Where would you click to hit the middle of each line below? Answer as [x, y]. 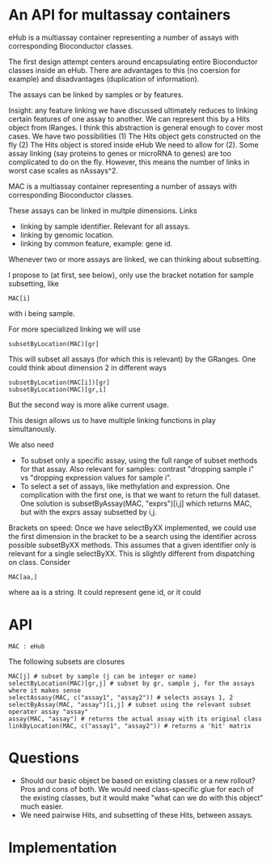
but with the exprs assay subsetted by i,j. [88, 511]
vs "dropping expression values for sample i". [96, 477]
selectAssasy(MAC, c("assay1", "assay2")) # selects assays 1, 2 [121, 697]
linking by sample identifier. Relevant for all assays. [105, 226]
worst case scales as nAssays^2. [64, 170]
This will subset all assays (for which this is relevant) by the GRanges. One [132, 359]
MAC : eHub [27, 646]
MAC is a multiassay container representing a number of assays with [123, 186]
